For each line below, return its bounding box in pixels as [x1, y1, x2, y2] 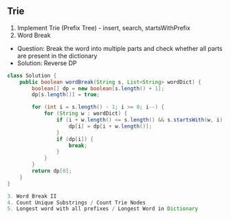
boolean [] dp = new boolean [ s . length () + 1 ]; [32, 85, 165, 92]
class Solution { [7, 72, 57, 79]
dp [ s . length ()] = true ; [32, 91, 100, 98]
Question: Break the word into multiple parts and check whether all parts [16, 44, 223, 52]
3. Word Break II [7, 192, 57, 200]
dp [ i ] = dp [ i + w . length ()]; [68, 123, 153, 130]
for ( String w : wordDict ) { [43, 110, 128, 117]
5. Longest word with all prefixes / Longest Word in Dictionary [7, 205, 198, 212]
